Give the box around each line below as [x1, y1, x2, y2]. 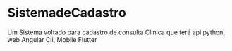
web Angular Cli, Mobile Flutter [7, 35, 97, 43]
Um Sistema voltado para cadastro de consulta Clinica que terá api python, [7, 28, 226, 36]
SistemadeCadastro [7, 5, 127, 21]
